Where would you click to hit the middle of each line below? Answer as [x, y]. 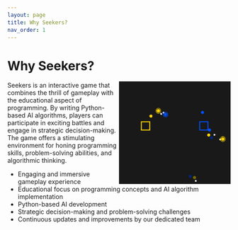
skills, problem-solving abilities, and [59, 153]
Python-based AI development [62, 205]
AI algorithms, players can [65, 115]
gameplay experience [49, 182]
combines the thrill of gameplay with [61, 93]
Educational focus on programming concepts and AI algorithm [108, 189]
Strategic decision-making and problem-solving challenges [104, 212]
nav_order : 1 [27, 30]
